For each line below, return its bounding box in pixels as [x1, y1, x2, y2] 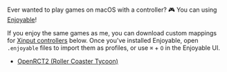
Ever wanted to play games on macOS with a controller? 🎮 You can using [7, 6, 217, 14]
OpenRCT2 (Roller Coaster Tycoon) [17, 57, 119, 65]
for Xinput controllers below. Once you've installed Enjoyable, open [7, 37, 199, 44]
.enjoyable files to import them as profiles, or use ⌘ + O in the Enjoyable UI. [7, 44, 220, 52]
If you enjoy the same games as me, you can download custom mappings [7, 29, 217, 37]
